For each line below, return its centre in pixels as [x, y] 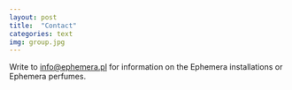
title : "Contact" [43, 26]
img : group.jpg [37, 42]
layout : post [33, 17]
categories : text [41, 34]
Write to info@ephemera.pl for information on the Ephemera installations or [146, 67]
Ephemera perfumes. [48, 77]
